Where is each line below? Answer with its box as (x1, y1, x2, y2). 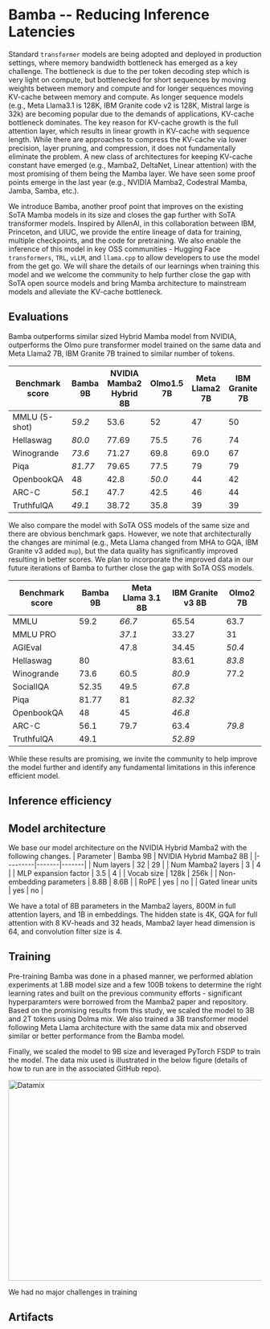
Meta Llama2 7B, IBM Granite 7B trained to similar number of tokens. (8, 348, 235, 358)
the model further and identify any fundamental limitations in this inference (8, 762, 256, 772)
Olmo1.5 (149, 378, 184, 389)
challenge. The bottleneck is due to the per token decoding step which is (8, 66, 250, 76)
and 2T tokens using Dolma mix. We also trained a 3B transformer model (8, 1014, 249, 1024)
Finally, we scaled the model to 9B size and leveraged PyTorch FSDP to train (8, 1046, 261, 1056)
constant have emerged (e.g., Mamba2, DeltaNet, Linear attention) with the (8, 160, 257, 170)
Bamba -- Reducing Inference (8, 6, 211, 24)
